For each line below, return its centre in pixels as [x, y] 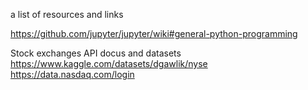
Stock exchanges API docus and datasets [96, 53]
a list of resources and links [67, 14]
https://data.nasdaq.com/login [72, 74]
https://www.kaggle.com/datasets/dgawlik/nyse [109, 63]
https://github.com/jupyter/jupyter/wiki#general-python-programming [154, 33]
